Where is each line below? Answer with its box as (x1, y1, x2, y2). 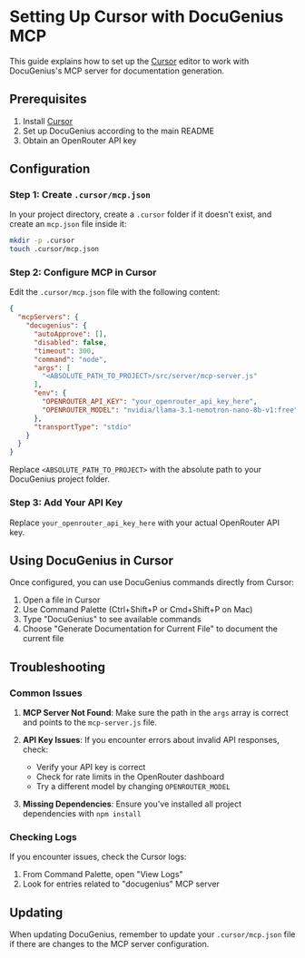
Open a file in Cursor (22, 594, 101, 605)
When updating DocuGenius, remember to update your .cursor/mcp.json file (9, 929, 296, 940)
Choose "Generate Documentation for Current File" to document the (22, 623, 279, 634)
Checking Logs (9, 830, 77, 843)
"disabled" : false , (33, 337, 107, 347)
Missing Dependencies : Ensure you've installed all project (22, 798, 242, 809)
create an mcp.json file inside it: (9, 219, 127, 230)
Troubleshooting (9, 660, 106, 675)
